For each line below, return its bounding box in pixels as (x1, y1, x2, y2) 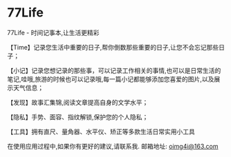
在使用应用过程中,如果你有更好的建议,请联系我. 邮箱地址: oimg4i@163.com (7, 142, 219, 150)
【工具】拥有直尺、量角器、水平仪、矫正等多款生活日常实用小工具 (7, 127, 195, 136)
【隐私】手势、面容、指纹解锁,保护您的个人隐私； (7, 112, 149, 121)
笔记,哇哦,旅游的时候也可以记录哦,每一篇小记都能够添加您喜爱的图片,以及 (7, 74, 214, 83)
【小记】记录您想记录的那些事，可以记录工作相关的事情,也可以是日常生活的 (7, 66, 221, 74)
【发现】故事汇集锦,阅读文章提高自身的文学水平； (7, 98, 149, 106)
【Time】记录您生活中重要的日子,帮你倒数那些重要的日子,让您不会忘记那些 (7, 43, 219, 51)
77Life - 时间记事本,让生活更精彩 (7, 28, 100, 36)
